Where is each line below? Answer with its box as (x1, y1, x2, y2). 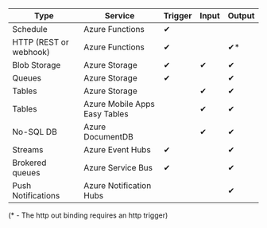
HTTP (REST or (12, 37, 69, 47)
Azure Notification (83, 180, 152, 191)
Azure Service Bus (83, 163, 153, 173)
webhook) (12, 47, 50, 57)
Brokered (12, 157, 47, 168)
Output (227, 10, 255, 21)
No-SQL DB (12, 127, 57, 137)
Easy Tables (83, 108, 129, 119)
